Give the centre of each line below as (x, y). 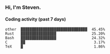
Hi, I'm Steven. (23, 7)
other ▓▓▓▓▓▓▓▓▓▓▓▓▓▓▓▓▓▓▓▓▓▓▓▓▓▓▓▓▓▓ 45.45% (55, 29)
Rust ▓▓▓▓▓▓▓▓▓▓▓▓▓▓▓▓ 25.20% (55, 34)
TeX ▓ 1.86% (55, 47)
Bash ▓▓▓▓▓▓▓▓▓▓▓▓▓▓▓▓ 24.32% (55, 38)
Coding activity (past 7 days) (35, 19)
